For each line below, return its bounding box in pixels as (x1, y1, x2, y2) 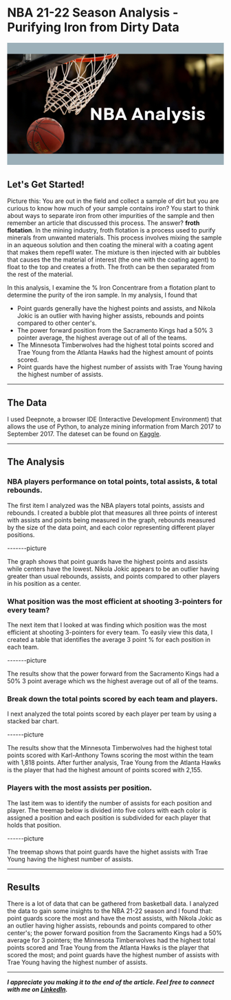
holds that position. (7, 821, 62, 829)
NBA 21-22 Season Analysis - (7, 5, 179, 21)
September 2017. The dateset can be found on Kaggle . (7, 430, 162, 438)
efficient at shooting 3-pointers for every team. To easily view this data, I (7, 628, 213, 636)
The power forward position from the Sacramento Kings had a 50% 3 (16, 326, 213, 335)
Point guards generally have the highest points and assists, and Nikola (16, 304, 216, 313)
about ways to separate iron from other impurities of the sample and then (7, 212, 214, 220)
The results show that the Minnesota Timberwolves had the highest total (7, 744, 212, 752)
